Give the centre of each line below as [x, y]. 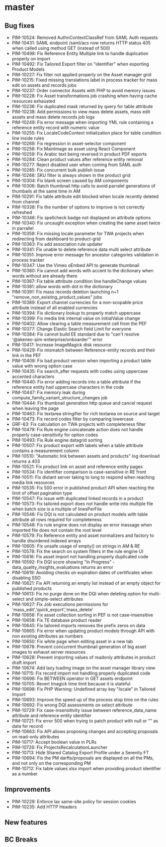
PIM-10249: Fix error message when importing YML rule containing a [83, 122]
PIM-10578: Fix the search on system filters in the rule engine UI [78, 551]
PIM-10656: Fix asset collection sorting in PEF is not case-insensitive [83, 615]
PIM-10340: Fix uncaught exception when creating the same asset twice [86, 223]
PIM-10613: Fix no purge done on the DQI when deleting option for [80, 594]
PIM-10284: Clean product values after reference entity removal [77, 159]
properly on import [31, 59]
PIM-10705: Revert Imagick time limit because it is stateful [71, 684]
